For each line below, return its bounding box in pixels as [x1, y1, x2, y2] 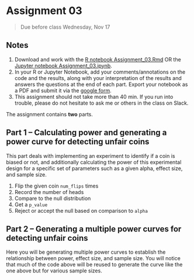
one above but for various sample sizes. [6, 267, 102, 274]
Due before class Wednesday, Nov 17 [20, 23, 110, 30]
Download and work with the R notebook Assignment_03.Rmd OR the [14, 56, 181, 63]
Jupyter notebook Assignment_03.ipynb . [14, 62, 112, 69]
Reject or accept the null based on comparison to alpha [14, 207, 148, 214]
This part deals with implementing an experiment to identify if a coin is [6, 152, 175, 159]
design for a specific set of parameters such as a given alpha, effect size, [6, 165, 183, 172]
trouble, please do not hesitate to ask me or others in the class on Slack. [14, 99, 189, 106]
